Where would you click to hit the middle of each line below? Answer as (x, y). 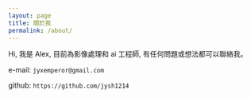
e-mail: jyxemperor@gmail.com (56, 70)
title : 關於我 (30, 23)
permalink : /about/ (41, 30)
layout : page (30, 16)
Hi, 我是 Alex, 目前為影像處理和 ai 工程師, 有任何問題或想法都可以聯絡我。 (128, 54)
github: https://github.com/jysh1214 (69, 85)
